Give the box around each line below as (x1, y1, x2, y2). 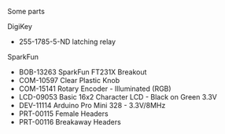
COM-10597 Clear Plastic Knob (18, 76, 120, 85)
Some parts (7, 7, 45, 16)
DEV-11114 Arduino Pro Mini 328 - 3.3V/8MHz (18, 101, 166, 110)
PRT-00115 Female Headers (18, 109, 109, 118)
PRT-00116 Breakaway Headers (18, 118, 121, 126)
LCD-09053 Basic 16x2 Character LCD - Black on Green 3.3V (18, 92, 217, 101)
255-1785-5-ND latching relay (18, 37, 116, 46)
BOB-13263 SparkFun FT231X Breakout (18, 67, 147, 77)
